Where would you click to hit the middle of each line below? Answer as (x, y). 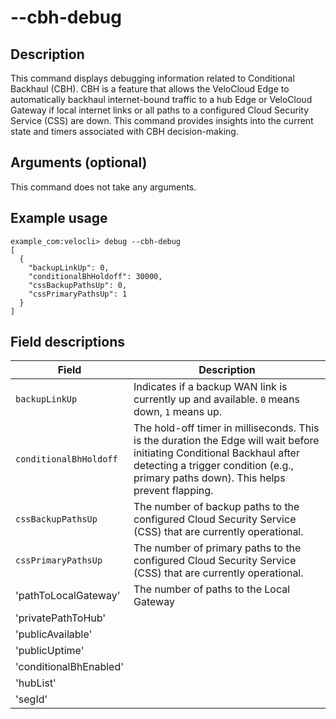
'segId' (31, 699)
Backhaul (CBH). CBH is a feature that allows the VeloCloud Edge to (150, 89)
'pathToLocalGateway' (68, 596)
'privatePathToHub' (61, 618)
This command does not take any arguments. (103, 187)
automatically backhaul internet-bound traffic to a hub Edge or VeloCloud (161, 99)
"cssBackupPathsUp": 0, (78, 285)
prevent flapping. (173, 491)
